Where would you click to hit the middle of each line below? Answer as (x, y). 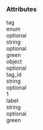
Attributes (21, 9)
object (14, 62)
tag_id (14, 75)
